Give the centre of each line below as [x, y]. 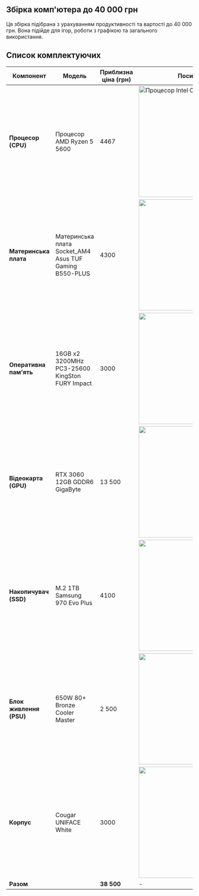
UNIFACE [68, 822]
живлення [24, 708]
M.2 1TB [68, 588]
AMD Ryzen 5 [74, 141]
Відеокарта [26, 478]
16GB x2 [68, 354]
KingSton [68, 376]
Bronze [65, 705]
